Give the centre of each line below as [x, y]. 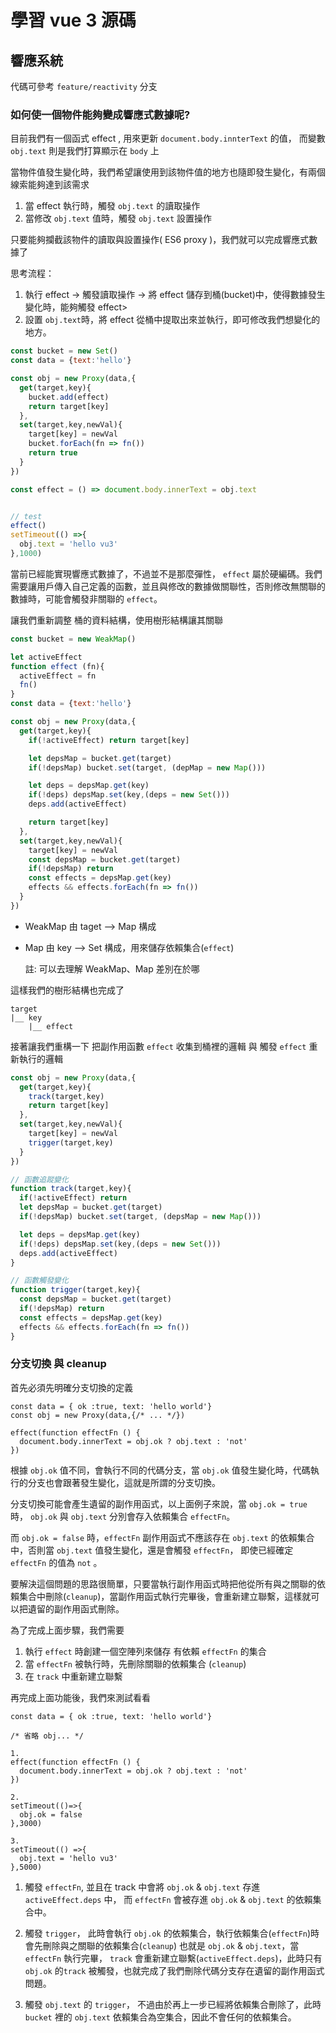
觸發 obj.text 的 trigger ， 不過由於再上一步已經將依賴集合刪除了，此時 [173, 2004]
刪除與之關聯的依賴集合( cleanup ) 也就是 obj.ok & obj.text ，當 [171, 1945]
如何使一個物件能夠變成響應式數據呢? [100, 114]
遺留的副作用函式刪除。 [76, 1608]
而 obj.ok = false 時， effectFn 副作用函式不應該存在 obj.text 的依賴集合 [162, 1537]
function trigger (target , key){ [75, 1290]
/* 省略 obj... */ [47, 1736]
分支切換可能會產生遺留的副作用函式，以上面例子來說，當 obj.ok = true [159, 1503]
